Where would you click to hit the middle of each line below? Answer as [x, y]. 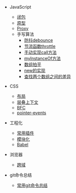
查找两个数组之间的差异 [47, 76]
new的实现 [35, 70]
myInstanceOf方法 [42, 58]
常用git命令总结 [32, 185]
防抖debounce [38, 40]
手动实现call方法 [40, 52]
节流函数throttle [40, 46]
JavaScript [20, 7]
